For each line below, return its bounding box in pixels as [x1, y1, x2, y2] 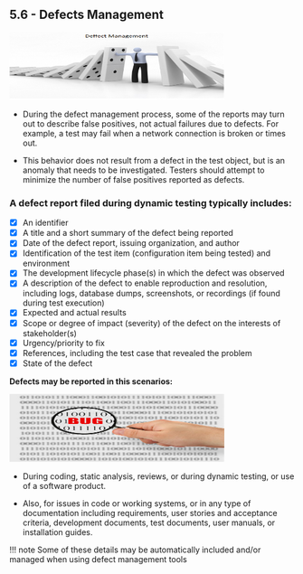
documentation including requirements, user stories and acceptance [22, 507, 278, 518]
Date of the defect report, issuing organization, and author [22, 238, 240, 249]
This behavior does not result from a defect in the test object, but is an [22, 155, 286, 165]
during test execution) [22, 297, 106, 308]
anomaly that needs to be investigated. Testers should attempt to [22, 165, 265, 175]
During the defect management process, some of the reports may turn [22, 108, 285, 119]
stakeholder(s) [22, 327, 77, 338]
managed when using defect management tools [9, 553, 187, 564]
